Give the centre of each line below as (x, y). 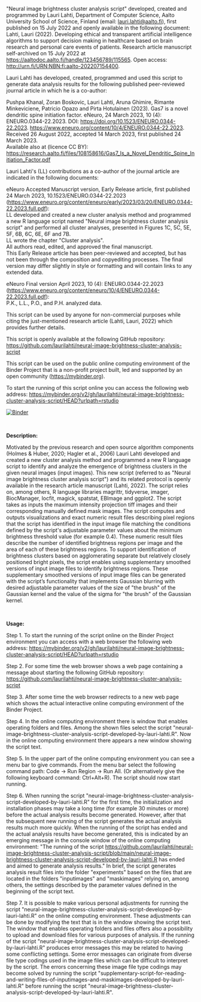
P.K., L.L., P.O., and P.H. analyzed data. (54, 303)
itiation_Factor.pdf (28, 159)
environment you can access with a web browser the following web (89, 642)
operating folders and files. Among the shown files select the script (89, 727)
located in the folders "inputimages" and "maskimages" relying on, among (98, 879)
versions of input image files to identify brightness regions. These (87, 568)
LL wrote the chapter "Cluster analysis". (55, 240)
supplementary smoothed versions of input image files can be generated (96, 575)
